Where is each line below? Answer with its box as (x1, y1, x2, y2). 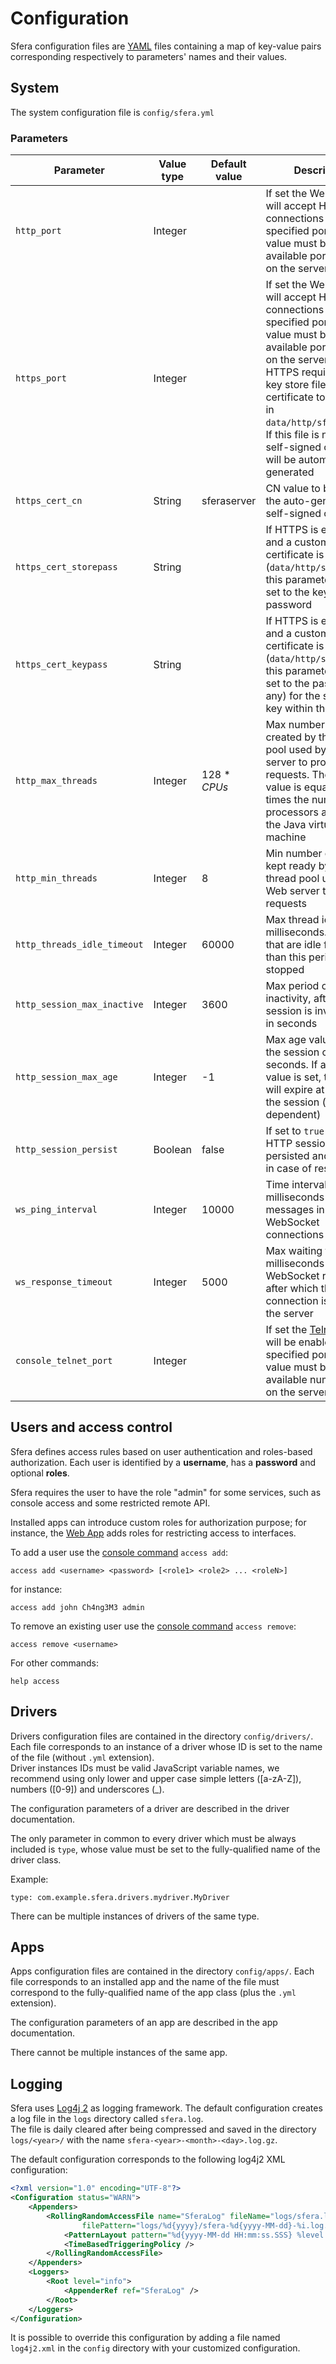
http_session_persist (15, 1144, 118, 1156)
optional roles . (10, 1467, 70, 1479)
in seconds (265, 1017, 318, 1031)
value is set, (265, 1070, 322, 1084)
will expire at (265, 1083, 325, 1097)
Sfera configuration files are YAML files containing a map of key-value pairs (10, 40, 322, 52)
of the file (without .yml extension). (10, 1751, 155, 1763)
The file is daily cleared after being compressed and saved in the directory (10, 2123, 317, 2136)
